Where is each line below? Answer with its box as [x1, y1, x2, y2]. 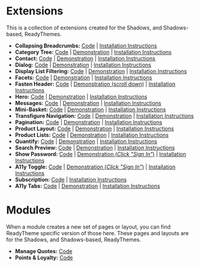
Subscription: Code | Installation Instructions [14, 176, 127, 183]
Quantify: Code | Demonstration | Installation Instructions [14, 137, 157, 145]
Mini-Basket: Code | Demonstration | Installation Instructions [14, 106, 166, 113]
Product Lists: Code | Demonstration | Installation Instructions [14, 131, 169, 139]
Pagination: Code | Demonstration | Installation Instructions [14, 118, 163, 125]
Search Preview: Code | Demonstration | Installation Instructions [14, 144, 175, 151]
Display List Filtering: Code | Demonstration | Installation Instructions [14, 67, 187, 74]
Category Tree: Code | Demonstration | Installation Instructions [14, 48, 172, 55]
